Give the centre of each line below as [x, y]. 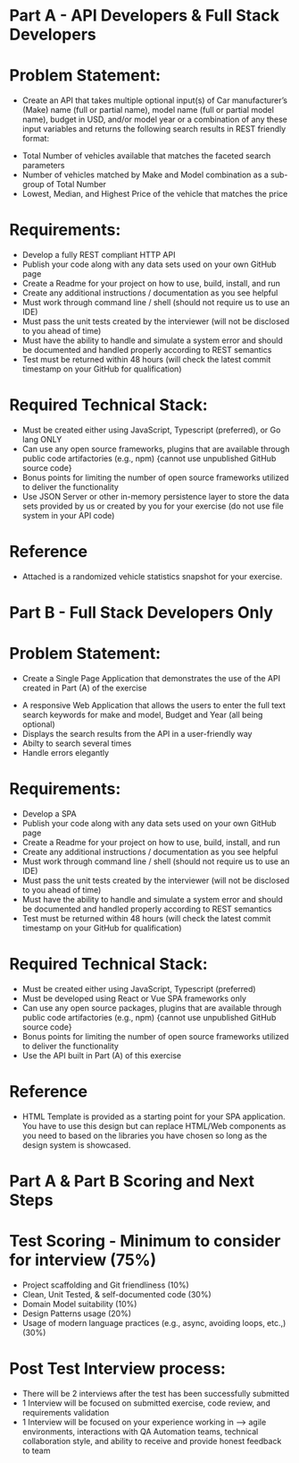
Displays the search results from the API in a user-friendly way [137, 734]
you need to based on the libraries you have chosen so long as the [145, 1135]
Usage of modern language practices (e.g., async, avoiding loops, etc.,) [154, 1323]
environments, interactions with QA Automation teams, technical [140, 1431]
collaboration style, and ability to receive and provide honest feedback [152, 1441]
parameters [43, 166]
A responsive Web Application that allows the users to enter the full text [154, 706]
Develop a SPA [50, 814]
